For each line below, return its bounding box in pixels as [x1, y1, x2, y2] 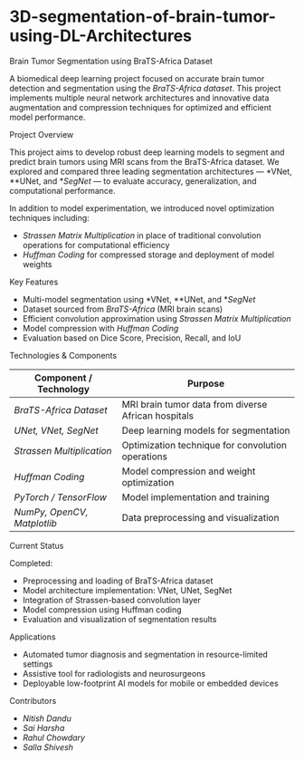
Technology [37, 382, 90, 395]
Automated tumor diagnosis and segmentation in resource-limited [22, 649, 269, 659]
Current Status [9, 540, 64, 551]
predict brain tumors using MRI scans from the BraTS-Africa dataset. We [9, 156, 280, 167]
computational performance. [9, 185, 116, 196]
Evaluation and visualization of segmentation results [22, 613, 217, 624]
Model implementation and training [121, 491, 270, 504]
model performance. [9, 111, 86, 122]
